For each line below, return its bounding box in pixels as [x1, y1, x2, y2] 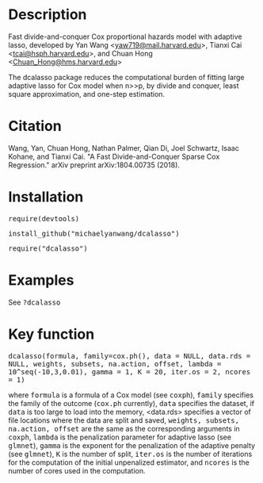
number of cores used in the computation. [8, 466, 146, 475]
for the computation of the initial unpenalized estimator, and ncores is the [8, 458, 250, 467]
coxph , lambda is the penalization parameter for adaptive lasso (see [8, 432, 232, 442]
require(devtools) [8, 214, 80, 223]
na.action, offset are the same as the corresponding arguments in [8, 424, 240, 433]
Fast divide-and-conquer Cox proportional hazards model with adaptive [8, 32, 242, 41]
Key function [8, 325, 95, 343]
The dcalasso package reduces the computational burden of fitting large [8, 72, 245, 82]
